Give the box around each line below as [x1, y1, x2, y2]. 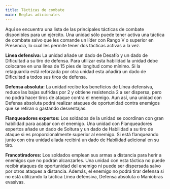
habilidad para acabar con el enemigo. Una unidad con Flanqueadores [5, 120, 152, 127]
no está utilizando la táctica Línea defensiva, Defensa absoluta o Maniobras [5, 173, 163, 179]
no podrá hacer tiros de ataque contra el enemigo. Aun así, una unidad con [5, 94, 162, 101]
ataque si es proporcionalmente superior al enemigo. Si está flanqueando [5, 131, 159, 137]
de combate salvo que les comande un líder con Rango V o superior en [5, 37, 154, 43]
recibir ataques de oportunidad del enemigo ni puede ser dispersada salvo [5, 163, 161, 169]
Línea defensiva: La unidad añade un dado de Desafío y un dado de [5, 52, 148, 58]
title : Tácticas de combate [5, 7, 65, 13]
